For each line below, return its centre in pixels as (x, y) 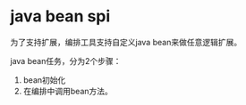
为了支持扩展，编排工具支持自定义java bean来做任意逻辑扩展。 (126, 42)
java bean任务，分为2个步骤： (66, 61)
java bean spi (60, 16)
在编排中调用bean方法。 (68, 91)
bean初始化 (44, 80)
